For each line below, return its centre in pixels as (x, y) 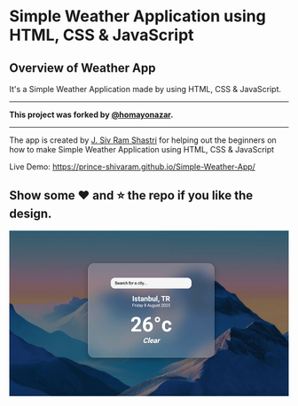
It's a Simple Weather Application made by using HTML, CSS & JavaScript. (145, 89)
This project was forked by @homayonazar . (91, 114)
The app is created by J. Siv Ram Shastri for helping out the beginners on (143, 140)
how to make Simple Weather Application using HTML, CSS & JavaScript (142, 149)
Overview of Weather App (82, 68)
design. (31, 214)
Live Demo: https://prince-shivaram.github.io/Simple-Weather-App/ (132, 167)
